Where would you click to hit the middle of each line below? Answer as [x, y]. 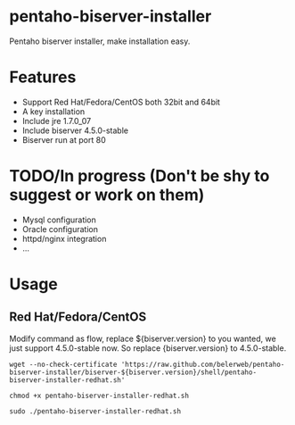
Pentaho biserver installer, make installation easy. [100, 41]
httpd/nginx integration [64, 238]
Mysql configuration [59, 220]
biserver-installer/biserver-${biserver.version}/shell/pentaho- [133, 372]
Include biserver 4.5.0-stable [75, 130]
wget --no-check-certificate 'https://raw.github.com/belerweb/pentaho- [147, 364]
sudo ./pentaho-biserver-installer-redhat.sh [95, 411]
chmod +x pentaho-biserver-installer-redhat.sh [99, 396]
